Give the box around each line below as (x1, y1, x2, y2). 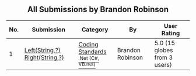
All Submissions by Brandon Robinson (27, 5, 169, 15)
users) (154, 60, 172, 68)
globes (154, 46, 173, 54)
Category (81, 26, 108, 34)
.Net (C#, (78, 55, 99, 61)
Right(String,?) (24, 53, 64, 61)
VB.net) (78, 60, 96, 67)
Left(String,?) (24, 46, 61, 54)
